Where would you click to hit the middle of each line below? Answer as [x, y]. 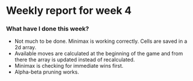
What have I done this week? [48, 29]
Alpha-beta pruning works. [47, 72]
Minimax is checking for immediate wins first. [69, 66]
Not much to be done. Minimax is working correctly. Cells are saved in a [101, 41]
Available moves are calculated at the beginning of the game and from [99, 54]
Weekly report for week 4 [69, 11]
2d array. [25, 47]
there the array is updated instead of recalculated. [75, 60]
